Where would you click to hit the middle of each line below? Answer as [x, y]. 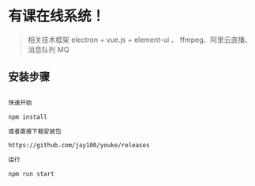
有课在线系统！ [57, 16]
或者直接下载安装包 [35, 131]
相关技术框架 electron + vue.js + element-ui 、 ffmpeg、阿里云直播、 [140, 40]
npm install [28, 117]
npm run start [32, 174]
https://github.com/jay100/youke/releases [79, 146]
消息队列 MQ [48, 49]
